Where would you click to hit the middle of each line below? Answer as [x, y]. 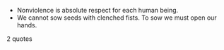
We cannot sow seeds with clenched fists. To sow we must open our [117, 18]
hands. [27, 25]
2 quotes [19, 39]
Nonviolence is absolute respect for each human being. [98, 10]
